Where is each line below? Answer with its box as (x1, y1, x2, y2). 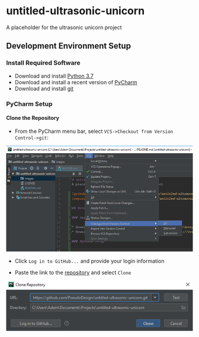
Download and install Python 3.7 (14, 72, 94, 80)
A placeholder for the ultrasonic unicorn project (6, 24, 123, 31)
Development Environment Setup (6, 41, 131, 51)
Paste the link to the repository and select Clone (14, 269, 131, 276)
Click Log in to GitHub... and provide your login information (14, 257, 165, 265)
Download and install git (14, 85, 74, 92)
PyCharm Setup (6, 100, 53, 108)
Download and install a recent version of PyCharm (14, 78, 137, 85)
